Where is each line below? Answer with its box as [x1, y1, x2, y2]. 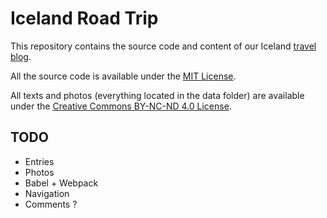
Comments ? [24, 198, 78, 210]
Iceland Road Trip [10, 7, 159, 30]
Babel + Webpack [24, 177, 99, 189]
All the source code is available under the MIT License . [10, 70, 237, 82]
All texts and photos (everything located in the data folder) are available [10, 89, 305, 101]
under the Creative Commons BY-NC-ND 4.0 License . [10, 100, 232, 112]
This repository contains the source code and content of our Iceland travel [10, 40, 317, 52]
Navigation [24, 187, 70, 199]
